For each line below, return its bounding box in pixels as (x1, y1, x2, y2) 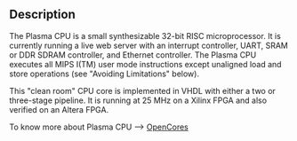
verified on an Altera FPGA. (9, 104, 109, 114)
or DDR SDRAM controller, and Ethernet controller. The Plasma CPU (9, 49, 257, 60)
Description (9, 7, 76, 22)
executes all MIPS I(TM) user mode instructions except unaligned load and (9, 59, 282, 69)
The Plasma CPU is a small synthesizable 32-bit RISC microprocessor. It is (9, 30, 282, 41)
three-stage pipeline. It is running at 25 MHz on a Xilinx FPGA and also (9, 95, 268, 106)
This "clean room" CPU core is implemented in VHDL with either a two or (9, 85, 276, 96)
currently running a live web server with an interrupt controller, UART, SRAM (9, 40, 289, 51)
